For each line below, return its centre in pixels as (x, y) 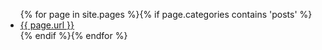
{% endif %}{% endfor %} (73, 35)
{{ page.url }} (47, 25)
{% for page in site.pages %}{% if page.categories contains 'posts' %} (166, 14)
